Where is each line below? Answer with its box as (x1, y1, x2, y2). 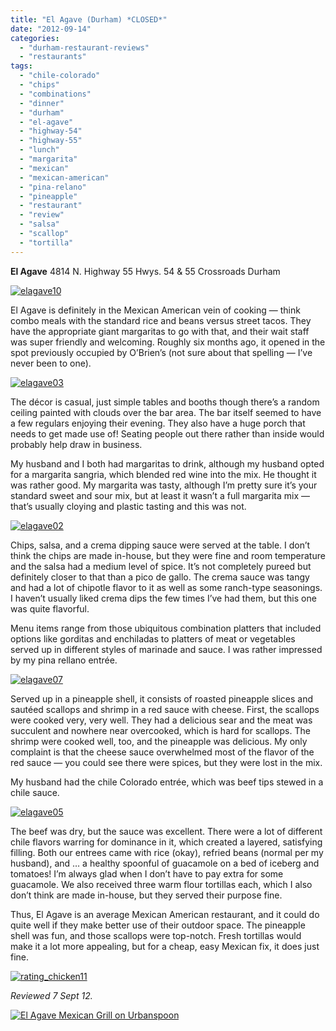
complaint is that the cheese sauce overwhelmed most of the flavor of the (10, 746, 315, 758)
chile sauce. (10, 786, 60, 798)
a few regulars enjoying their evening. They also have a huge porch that (10, 417, 306, 429)
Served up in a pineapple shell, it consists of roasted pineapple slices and (10, 692, 314, 705)
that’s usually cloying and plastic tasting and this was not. (10, 500, 247, 512)
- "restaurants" (19, 52, 87, 62)
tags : (10, 61, 33, 71)
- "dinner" (19, 98, 65, 108)
